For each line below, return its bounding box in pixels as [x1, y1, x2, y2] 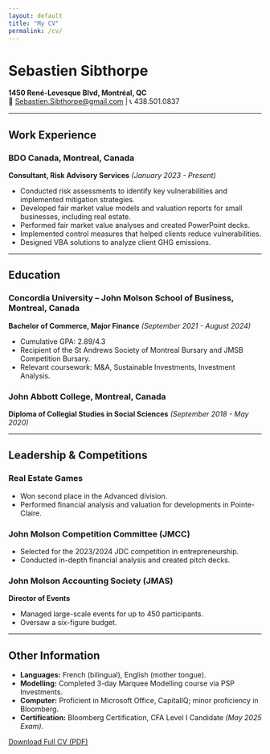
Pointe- [230, 499, 256, 509]
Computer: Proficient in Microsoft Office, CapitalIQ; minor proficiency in [19, 696, 259, 706]
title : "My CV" [8, 19, 59, 27]
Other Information [8, 648, 100, 662]
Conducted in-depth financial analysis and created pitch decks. [19, 555, 231, 565]
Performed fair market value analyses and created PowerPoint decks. [19, 221, 251, 230]
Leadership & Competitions [8, 449, 148, 462]
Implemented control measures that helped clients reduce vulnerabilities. [19, 229, 262, 238]
